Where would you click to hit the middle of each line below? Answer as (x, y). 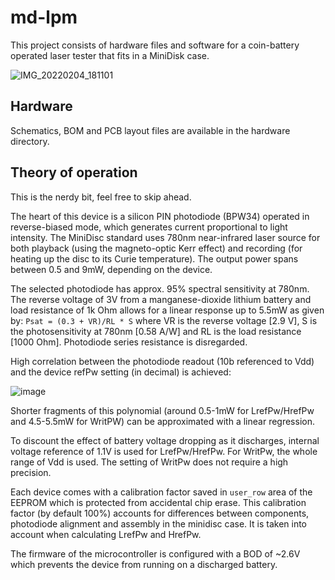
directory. (30, 141)
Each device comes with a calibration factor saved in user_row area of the (161, 492)
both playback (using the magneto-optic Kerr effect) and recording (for (156, 248)
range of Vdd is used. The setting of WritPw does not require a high (149, 462)
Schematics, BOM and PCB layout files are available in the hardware (150, 130)
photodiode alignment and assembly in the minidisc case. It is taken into (159, 523)
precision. (31, 472)
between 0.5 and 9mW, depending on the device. (111, 269)
